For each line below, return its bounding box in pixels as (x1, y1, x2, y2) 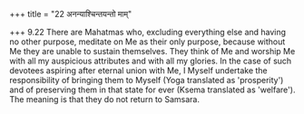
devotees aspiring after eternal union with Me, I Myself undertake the (9, 65, 268, 76)
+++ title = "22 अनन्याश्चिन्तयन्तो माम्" (9, 9, 132, 19)
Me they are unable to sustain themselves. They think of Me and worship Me (9, 46, 296, 56)
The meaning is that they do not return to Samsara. (9, 94, 200, 104)
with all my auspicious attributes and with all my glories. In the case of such (9, 55, 292, 66)
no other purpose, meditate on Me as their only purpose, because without (9, 36, 286, 47)
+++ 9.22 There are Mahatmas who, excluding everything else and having (9, 27, 287, 37)
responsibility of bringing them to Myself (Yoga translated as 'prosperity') (9, 75, 284, 85)
